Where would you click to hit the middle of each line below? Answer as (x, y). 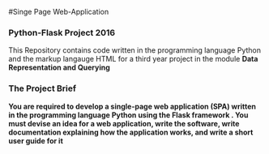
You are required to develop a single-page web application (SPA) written (132, 106)
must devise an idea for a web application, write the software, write (124, 123)
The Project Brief (43, 88)
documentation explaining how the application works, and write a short (131, 132)
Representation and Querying (60, 67)
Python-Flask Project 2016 (62, 32)
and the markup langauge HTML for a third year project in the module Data (133, 59)
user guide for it (36, 140)
